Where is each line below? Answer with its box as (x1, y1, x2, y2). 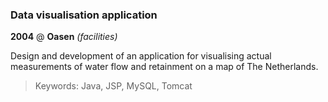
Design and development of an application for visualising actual (10, 50, 272, 62)
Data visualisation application (10, 8, 158, 22)
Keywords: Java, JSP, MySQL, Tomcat (34, 80, 193, 92)
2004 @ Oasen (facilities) (10, 31, 118, 43)
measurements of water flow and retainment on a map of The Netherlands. (10, 61, 319, 73)
